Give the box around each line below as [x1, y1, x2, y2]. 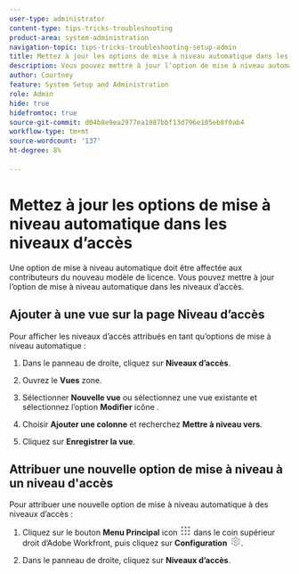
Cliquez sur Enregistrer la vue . [21, 436, 136, 447]
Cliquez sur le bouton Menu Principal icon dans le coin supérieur [21, 527, 276, 538]
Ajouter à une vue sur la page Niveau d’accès [9, 307, 265, 323]
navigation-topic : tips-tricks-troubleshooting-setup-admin [9, 43, 238, 52]
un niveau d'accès [9, 475, 114, 490]
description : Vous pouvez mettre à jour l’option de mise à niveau [9, 61, 265, 70]
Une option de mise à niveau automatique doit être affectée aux [9, 262, 243, 273]
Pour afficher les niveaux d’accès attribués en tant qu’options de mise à [9, 331, 271, 341]
